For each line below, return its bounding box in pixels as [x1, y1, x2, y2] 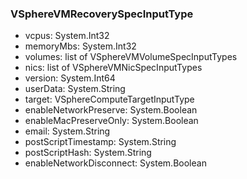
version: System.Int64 [24, 72, 116, 84]
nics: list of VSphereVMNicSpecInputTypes [24, 62, 203, 74]
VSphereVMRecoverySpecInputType [10, 7, 194, 21]
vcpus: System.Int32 [24, 30, 110, 42]
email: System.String [24, 125, 111, 137]
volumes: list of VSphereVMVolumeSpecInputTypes [24, 51, 238, 63]
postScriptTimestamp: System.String [24, 136, 177, 148]
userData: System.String [24, 83, 126, 95]
